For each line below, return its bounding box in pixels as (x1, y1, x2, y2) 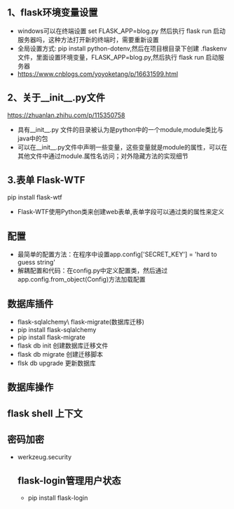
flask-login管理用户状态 (17, 475, 121, 487)
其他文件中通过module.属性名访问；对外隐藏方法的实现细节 (17, 152, 188, 160)
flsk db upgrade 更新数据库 (17, 359, 96, 367)
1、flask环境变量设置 (7, 6, 98, 19)
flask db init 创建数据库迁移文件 (17, 341, 109, 350)
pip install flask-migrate (17, 333, 85, 342)
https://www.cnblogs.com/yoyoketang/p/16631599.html (17, 70, 179, 78)
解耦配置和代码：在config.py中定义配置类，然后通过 (17, 266, 168, 275)
